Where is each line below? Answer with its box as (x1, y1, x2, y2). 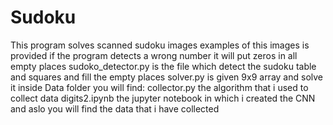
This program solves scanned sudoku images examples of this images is (10, 39, 310, 51)
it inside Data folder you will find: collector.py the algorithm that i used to (10, 81, 309, 93)
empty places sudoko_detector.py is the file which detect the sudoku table (10, 60, 317, 72)
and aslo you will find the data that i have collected (10, 102, 220, 115)
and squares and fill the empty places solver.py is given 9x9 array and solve (10, 71, 323, 83)
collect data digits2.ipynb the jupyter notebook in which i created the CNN (10, 92, 316, 104)
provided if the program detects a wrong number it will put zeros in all (10, 49, 298, 61)
